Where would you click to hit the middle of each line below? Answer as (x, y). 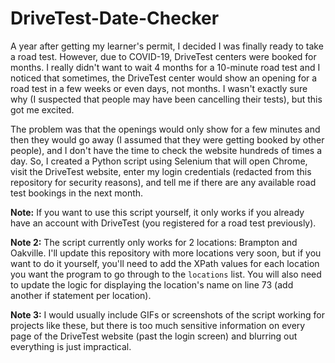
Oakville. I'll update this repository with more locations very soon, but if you (166, 253)
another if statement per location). (81, 295)
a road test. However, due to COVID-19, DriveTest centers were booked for (163, 56)
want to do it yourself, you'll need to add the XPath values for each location (165, 263)
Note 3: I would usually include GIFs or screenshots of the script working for (167, 314)
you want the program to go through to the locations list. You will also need (166, 274)
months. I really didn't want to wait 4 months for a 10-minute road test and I (165, 67)
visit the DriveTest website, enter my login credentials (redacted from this (161, 171)
